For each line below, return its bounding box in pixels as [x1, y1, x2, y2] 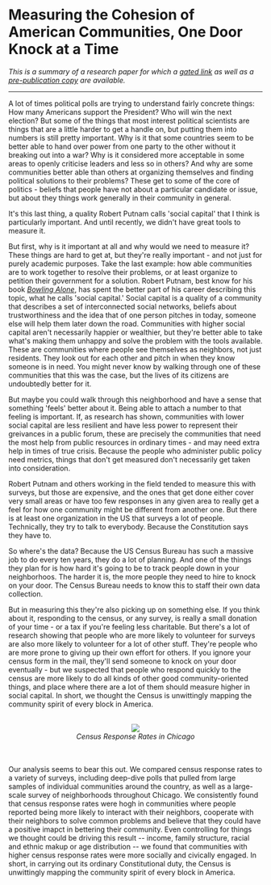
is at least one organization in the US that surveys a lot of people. [8, 513, 225, 523]
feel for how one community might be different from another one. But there [8, 504, 257, 514]
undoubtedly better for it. [8, 378, 92, 389]
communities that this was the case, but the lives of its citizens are [8, 370, 229, 380]
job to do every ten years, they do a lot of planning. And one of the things [8, 554, 252, 564]
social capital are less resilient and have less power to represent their [8, 420, 238, 430]
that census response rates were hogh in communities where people [8, 799, 236, 808]
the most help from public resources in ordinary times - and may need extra [8, 437, 261, 447]
